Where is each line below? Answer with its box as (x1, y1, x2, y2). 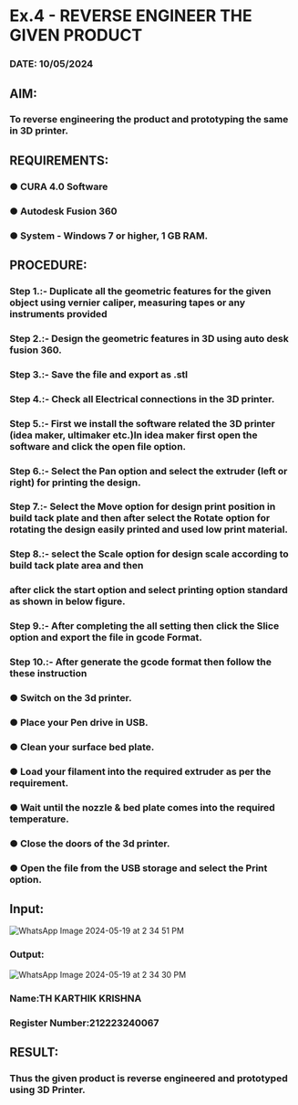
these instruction (9, 667, 87, 680)
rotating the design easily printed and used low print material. (9, 523, 289, 536)
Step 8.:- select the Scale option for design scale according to (9, 547, 289, 560)
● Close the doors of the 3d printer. (9, 837, 170, 850)
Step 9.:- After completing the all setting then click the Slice (9, 620, 280, 632)
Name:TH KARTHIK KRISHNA (9, 992, 142, 1004)
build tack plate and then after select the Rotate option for (9, 512, 271, 525)
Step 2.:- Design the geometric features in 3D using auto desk (9, 332, 289, 345)
